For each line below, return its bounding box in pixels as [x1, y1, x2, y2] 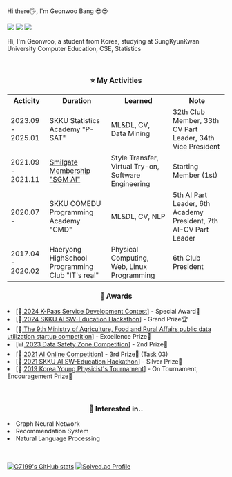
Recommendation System [16, 427, 89, 435]
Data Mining [110, 129, 151, 138]
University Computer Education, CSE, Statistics [7, 45, 142, 53]
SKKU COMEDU [49, 199, 101, 209]
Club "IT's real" [49, 270, 99, 280]
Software [110, 170, 141, 180]
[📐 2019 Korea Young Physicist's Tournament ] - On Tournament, [16, 364, 199, 373]
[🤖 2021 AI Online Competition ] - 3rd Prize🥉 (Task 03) [16, 350, 168, 358]
